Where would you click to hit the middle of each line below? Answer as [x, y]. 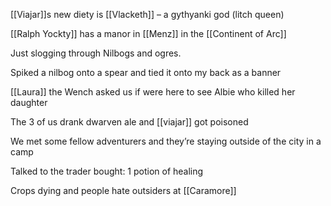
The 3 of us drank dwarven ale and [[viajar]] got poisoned [129, 122]
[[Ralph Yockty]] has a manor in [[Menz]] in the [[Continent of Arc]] [148, 33]
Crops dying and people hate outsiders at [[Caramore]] [123, 190]
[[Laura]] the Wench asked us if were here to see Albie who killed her [153, 92]
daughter [29, 102]
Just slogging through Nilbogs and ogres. [96, 53]
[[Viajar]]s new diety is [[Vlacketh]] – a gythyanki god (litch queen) [147, 14]
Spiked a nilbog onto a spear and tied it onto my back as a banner [146, 72]
